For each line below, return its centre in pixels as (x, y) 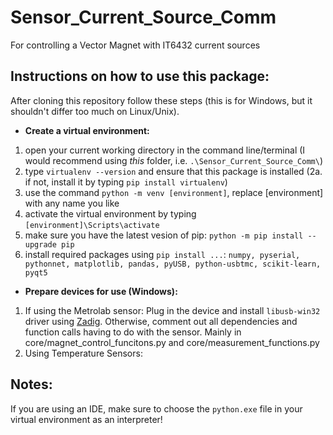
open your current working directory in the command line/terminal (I (165, 150)
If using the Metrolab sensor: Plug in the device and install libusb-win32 (172, 310)
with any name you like (72, 203)
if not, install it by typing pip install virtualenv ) (126, 182)
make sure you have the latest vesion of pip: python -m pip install (164, 235)
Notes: (31, 384)
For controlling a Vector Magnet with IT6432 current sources (135, 45)
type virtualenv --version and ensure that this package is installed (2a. (173, 171)
